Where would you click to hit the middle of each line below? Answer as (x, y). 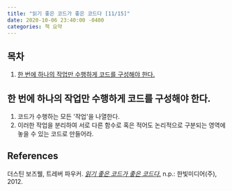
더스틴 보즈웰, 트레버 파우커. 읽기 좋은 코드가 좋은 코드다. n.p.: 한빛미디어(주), (112, 174)
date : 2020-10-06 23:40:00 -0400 (56, 20)
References (33, 156)
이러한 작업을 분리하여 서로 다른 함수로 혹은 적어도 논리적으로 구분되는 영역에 (122, 125)
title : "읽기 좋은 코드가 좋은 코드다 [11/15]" (69, 14)
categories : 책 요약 (35, 26)
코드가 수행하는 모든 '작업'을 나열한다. (69, 116)
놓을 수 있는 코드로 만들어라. (55, 134)
